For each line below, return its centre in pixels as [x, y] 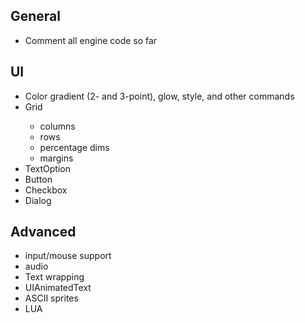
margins [56, 158]
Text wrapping [54, 277]
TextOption [47, 168]
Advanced [43, 232]
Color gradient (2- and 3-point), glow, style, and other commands [159, 96]
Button [38, 179]
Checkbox [46, 190]
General [36, 16]
